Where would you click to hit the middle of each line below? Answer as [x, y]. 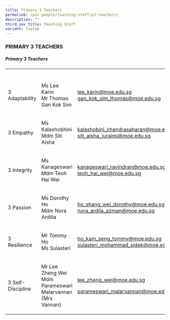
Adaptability [22, 99]
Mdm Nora [54, 211]
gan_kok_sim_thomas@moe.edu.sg [119, 99]
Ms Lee [50, 86]
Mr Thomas [55, 99]
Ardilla [49, 217]
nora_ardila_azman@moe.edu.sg [116, 211]
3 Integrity [20, 170]
